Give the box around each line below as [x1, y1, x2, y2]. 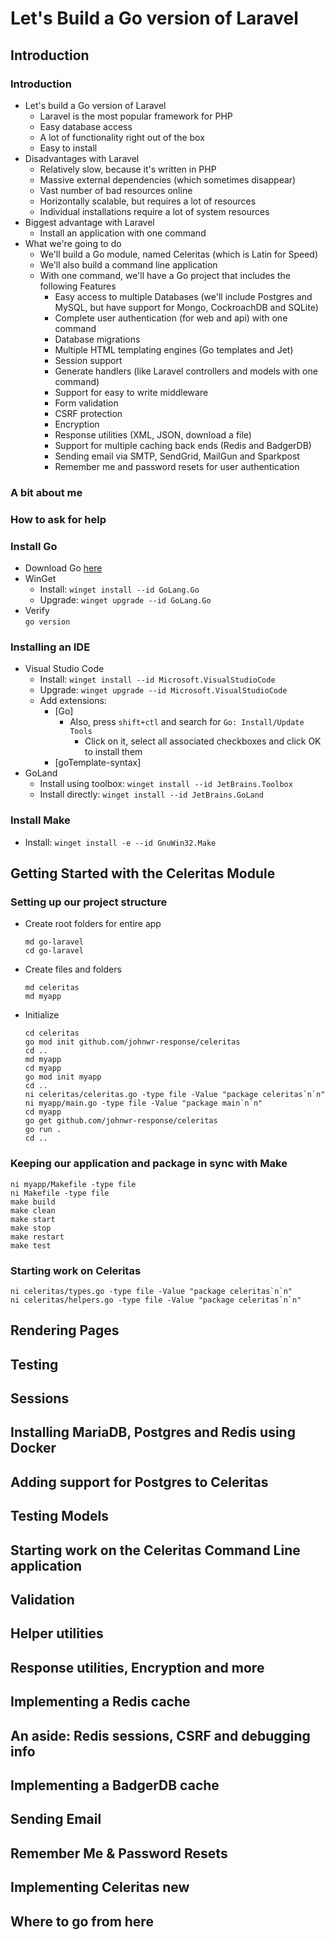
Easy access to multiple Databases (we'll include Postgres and [54, 290, 313, 302]
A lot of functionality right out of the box [39, 131, 205, 143]
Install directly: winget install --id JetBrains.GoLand [39, 788, 265, 801]
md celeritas [24, 983, 80, 993]
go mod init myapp [24, 1072, 102, 1082]
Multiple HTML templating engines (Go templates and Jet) [54, 343, 294, 356]
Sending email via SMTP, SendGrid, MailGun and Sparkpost [54, 450, 300, 462]
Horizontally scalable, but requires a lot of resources [39, 195, 257, 207]
